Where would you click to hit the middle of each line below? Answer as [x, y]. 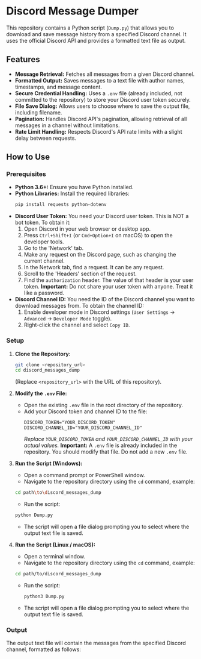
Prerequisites [26, 174]
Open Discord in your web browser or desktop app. [87, 229]
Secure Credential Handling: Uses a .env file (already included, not [98, 93]
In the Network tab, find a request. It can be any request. [94, 267]
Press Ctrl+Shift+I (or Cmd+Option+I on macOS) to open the [98, 236]
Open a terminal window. [55, 557]
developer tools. [44, 242]
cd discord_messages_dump [47, 370]
